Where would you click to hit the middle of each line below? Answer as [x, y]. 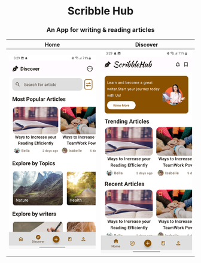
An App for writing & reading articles [100, 30]
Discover [147, 44]
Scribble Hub [100, 11]
